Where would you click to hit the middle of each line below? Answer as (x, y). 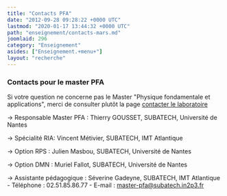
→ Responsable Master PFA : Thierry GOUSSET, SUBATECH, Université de (112, 118)
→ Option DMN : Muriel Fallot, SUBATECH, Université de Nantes (97, 164)
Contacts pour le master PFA (56, 82)
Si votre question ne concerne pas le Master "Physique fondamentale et (109, 97)
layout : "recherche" (37, 58)
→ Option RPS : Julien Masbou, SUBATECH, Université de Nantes (99, 151)
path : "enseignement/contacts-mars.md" (64, 33)
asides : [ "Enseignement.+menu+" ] (55, 52)
